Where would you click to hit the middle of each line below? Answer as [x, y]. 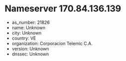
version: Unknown [30, 49]
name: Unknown [29, 27]
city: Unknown [27, 33]
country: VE [24, 38]
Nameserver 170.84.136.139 [63, 9]
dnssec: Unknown [30, 54]
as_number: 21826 [31, 22]
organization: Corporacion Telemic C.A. [52, 43]
